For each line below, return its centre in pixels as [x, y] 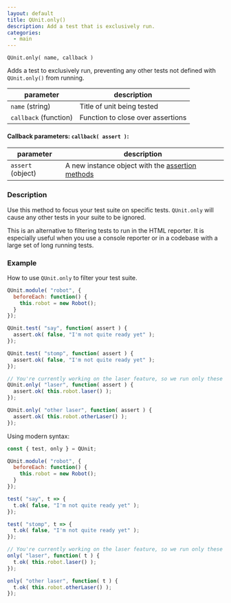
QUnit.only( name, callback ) [51, 58]
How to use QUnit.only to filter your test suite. [72, 277]
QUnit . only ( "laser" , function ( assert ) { [70, 385]
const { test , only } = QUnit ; [52, 448]
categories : [24, 33]
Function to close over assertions [133, 117]
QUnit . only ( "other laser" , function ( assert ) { [80, 410]
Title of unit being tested [119, 106]
